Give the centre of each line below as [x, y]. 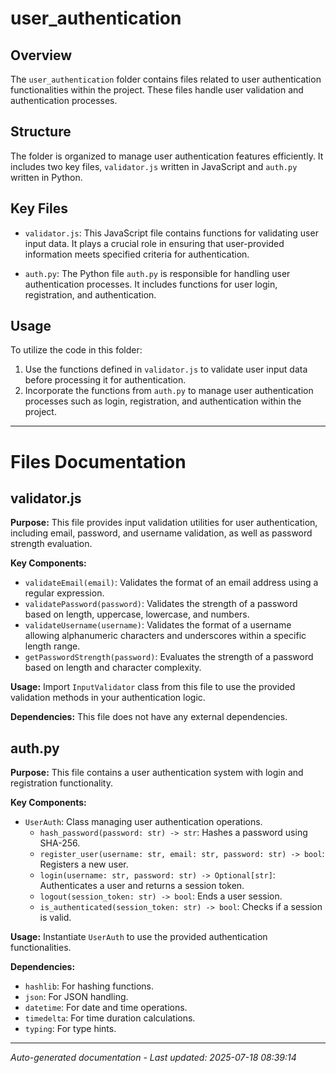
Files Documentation [98, 461]
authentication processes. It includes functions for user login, [151, 284]
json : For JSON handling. [76, 997]
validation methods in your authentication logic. [108, 698]
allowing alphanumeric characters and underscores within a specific [165, 636]
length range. [52, 646]
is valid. [55, 918]
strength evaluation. [51, 544]
